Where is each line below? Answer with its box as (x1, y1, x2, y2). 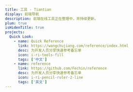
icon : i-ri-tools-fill (17, 52, 64, 57)
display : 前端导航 (5, 12, 40, 17)
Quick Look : (9, 35, 34, 39)
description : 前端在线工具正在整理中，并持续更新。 (5, 16, 98, 21)
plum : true (5, 20, 27, 26)
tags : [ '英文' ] (17, 79, 47, 84)
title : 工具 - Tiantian (5, 7, 52, 12)
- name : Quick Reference (14, 39, 64, 44)
